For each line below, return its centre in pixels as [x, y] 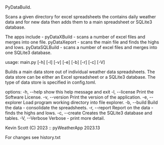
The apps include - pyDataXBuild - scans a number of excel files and [75, 37]
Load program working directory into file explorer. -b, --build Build [90, 102]
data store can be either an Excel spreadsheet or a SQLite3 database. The [80, 77]
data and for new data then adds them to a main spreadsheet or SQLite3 [79, 22]
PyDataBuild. [18, 7]
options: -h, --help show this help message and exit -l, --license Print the [80, 92]
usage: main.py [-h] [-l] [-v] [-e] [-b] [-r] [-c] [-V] [55, 62]
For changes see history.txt [33, 137]
